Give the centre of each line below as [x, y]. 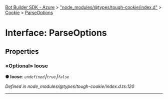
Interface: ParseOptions [56, 33]
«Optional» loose [27, 66]
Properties [22, 52]
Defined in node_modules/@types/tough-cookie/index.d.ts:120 [70, 86]
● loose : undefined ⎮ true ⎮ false [37, 76]
